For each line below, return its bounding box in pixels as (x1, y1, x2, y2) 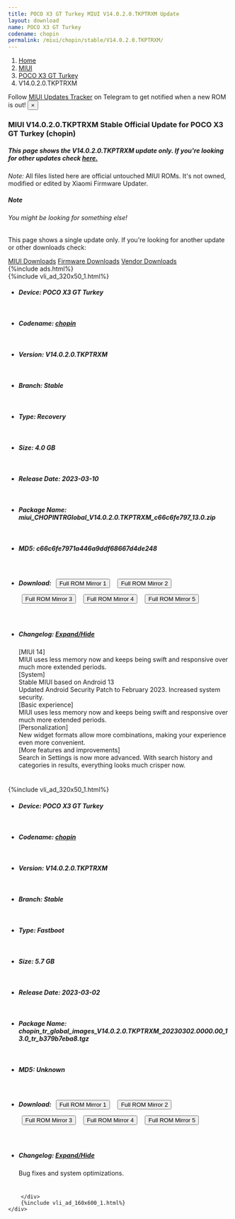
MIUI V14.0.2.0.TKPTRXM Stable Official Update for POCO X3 (8, 120, 224, 130)
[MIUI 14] (18, 648, 45, 656)
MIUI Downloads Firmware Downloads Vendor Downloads (8, 256, 177, 265)
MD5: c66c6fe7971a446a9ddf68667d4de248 (18, 544, 158, 553)
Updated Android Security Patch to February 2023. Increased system (18, 686, 221, 694)
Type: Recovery (18, 413, 67, 421)
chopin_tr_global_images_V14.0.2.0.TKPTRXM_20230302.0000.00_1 (18, 1026, 228, 1035)
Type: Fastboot (18, 926, 64, 934)
